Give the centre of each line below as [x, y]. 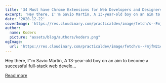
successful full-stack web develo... [41, 66]
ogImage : [14, 42]
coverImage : [17, 23]
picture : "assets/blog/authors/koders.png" [55, 38]
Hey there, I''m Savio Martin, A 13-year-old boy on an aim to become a [77, 60]
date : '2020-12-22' [25, 19]
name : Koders [23, 33]
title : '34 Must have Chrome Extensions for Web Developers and [73, 10]
